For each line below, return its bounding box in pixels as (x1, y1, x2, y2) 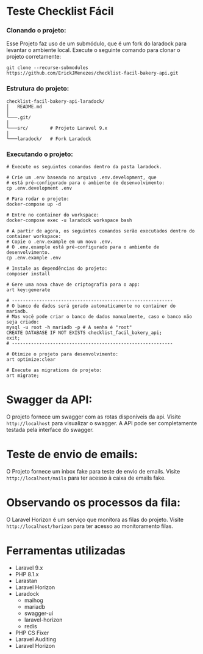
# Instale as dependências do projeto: (6, 266, 108, 272)
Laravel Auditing (15, 635, 57, 643)
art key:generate (6, 287, 51, 293)
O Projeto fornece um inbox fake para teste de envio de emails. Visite (6, 467, 180, 475)
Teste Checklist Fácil (6, 4, 114, 18)
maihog (24, 596, 44, 604)
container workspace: (6, 234, 62, 240)
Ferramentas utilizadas (6, 544, 126, 558)
